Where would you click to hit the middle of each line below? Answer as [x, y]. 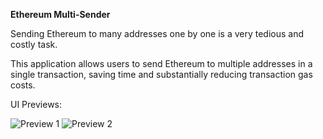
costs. [23, 85]
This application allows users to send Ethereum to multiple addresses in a [161, 63]
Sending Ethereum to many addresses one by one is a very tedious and [157, 33]
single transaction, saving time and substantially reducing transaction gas [161, 74]
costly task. [34, 44]
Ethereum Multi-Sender [60, 14]
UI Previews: [36, 104]
